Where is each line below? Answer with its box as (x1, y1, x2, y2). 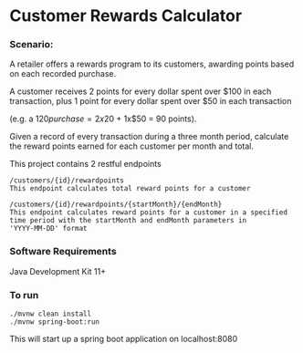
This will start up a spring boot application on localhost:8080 (9, 334, 238, 345)
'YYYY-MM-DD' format (9, 224, 89, 234)
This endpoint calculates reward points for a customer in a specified (9, 208, 287, 217)
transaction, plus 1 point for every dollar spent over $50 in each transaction (9, 96, 292, 107)
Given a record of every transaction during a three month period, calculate (9, 131, 289, 142)
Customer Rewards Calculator (9, 5, 243, 26)
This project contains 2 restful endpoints (9, 159, 162, 170)
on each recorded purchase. (9, 68, 117, 79)
